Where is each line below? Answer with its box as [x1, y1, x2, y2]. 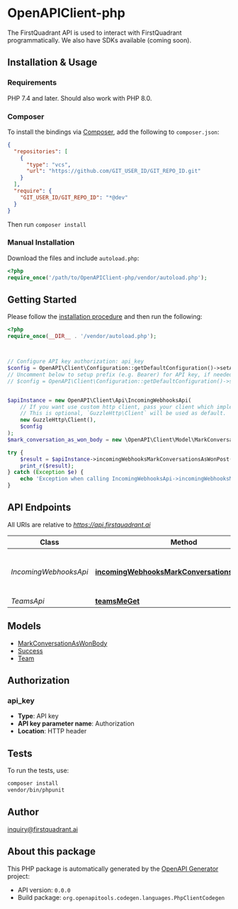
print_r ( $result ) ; [20, 462, 74, 469]
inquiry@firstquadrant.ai [7, 825, 79, 833]
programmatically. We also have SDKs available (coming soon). [7, 35, 192, 44]
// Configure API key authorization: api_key [7, 358, 144, 366]
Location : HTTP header [17, 727, 87, 735]
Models [7, 620, 41, 632]
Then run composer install [7, 220, 86, 228]
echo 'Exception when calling [20, 475, 110, 482]
